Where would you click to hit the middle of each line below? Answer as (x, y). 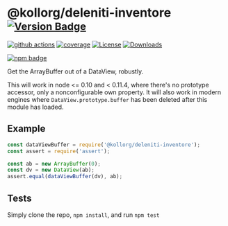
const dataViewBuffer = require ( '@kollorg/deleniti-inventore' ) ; (104, 145)
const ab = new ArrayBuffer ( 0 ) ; (54, 164)
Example (26, 129)
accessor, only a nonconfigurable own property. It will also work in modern (114, 92)
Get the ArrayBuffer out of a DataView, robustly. (75, 71)
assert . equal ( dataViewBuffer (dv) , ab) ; (65, 177)
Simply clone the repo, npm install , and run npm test (83, 215)
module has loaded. (35, 107)
